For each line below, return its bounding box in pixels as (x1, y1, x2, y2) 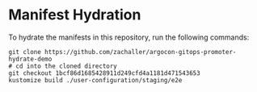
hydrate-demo (8, 55, 53, 63)
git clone (8, 48, 42, 56)
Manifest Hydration (8, 6, 141, 24)
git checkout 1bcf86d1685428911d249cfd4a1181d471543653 (8, 69, 200, 77)
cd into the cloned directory (15, 62, 117, 70)
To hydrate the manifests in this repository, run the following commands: (8, 32, 250, 42)
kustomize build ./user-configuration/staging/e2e (8, 76, 183, 84)
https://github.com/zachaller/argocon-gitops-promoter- (44, 48, 237, 56)
